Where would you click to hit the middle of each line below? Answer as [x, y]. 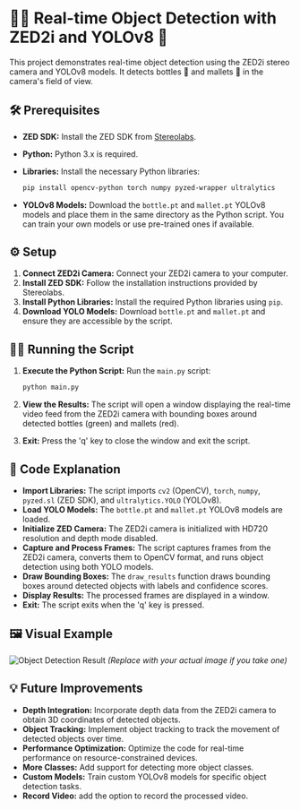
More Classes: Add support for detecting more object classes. [138, 767]
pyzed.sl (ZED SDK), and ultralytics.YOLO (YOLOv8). [122, 500]
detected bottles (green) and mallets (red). [100, 424]
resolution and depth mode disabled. [90, 538]
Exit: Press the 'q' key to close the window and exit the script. [136, 441]
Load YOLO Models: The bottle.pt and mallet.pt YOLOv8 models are [153, 509]
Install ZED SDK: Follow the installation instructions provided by [140, 283]
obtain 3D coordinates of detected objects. [101, 720]
